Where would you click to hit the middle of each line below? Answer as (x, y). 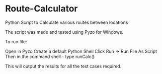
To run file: (16, 41)
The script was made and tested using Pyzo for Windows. (64, 32)
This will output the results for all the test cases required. (63, 66)
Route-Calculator (41, 9)
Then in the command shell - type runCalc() (50, 56)
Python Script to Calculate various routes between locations (67, 22)
